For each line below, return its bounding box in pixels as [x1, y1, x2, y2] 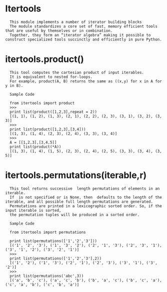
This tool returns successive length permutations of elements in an [9, 186, 160, 191]
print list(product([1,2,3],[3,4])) [9, 127, 86, 132]
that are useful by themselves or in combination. [5, 28, 113, 33]
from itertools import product [9, 100, 75, 105]
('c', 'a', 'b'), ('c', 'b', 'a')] [5, 282, 79, 287]
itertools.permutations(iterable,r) [5, 170, 147, 181]
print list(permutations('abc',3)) [9, 273, 84, 279]
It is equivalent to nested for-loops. [9, 74, 93, 79]
